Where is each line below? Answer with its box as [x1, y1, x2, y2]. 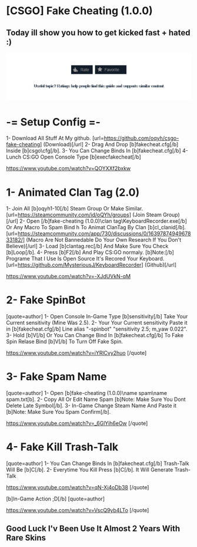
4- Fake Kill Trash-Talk [6, 440, 119, 454]
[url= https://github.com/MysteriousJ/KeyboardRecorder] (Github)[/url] [6, 261, 177, 269]
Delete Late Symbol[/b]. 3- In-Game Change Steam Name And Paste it [6, 402, 176, 409]
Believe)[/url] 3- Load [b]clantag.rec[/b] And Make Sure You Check [6, 243, 169, 250]
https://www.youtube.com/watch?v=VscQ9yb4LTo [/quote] [6, 507, 149, 514]
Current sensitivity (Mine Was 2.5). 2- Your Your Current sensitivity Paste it [6, 319, 188, 327]
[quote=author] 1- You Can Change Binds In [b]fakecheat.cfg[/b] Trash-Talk [6, 460, 189, 467]
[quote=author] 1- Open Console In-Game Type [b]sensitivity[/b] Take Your [6, 313, 188, 320]
